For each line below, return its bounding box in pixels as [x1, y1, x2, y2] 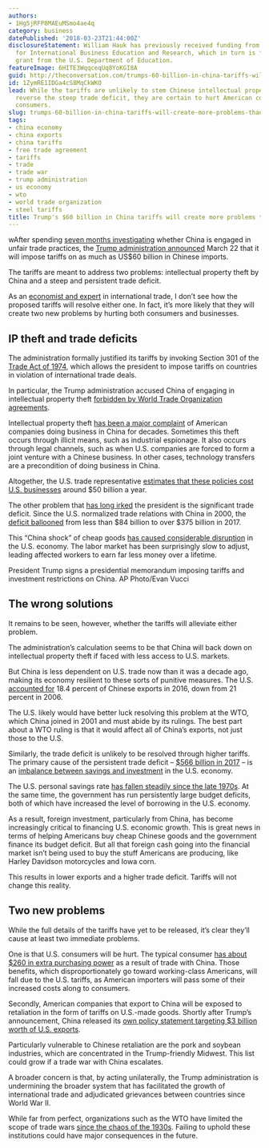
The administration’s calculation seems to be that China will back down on [8, 642, 252, 652]
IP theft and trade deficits [8, 332, 138, 346]
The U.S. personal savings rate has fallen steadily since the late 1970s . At [8, 781, 250, 790]
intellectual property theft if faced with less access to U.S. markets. [8, 651, 230, 661]
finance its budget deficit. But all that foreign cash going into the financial [8, 839, 251, 849]
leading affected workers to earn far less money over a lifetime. [8, 550, 218, 560]
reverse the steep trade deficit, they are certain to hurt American [15, 94, 252, 102]
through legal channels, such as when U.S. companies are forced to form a [8, 444, 255, 454]
